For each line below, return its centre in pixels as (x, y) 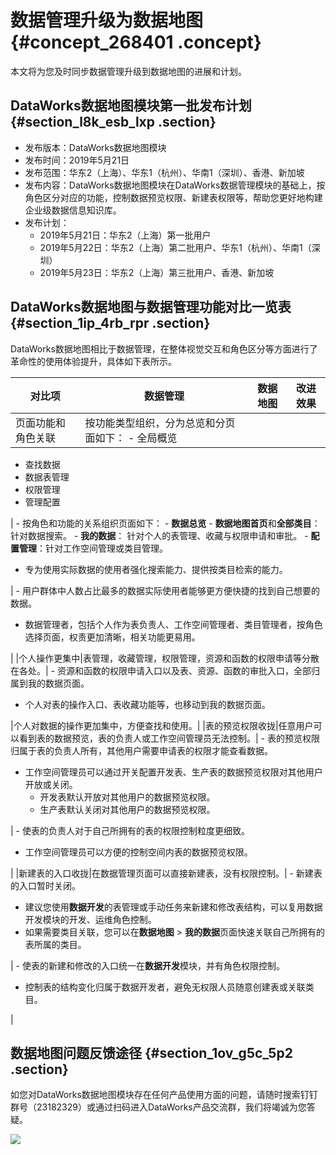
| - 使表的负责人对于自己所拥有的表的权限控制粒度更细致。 (130, 830)
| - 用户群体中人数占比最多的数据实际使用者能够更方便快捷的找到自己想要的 (165, 590)
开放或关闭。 (51, 784)
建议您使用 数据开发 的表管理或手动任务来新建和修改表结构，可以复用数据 (173, 907)
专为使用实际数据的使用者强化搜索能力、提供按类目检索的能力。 (156, 569)
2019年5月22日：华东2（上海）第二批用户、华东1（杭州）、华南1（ (175, 247)
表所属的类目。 (55, 944)
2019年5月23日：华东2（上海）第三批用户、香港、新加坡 (157, 272)
